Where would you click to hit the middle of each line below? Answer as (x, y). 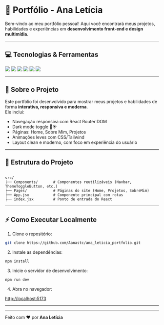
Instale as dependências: (37, 252)
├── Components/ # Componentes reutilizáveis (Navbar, (69, 182)
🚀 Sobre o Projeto (32, 90)
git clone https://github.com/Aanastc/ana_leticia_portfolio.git (73, 243)
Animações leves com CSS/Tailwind (48, 137)
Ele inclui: (15, 112)
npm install (17, 261)
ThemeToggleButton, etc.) (31, 187)
